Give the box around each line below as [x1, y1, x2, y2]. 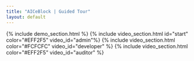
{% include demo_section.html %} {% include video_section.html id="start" [6, 30, 189, 37]
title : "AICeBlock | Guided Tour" [6, 8, 91, 15]
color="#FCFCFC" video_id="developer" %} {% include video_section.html [6, 42, 188, 50]
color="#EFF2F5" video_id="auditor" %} [6, 49, 104, 56]
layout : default [6, 14, 46, 20]
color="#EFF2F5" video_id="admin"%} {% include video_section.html [6, 36, 175, 43]
